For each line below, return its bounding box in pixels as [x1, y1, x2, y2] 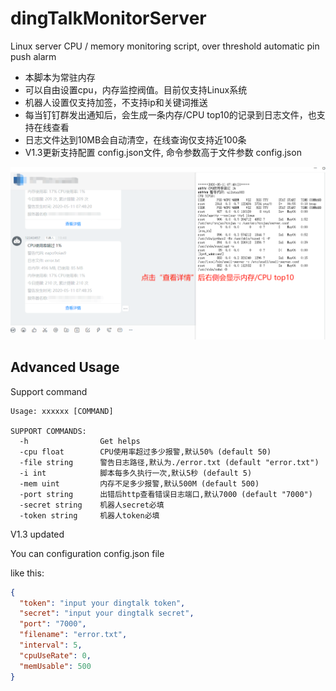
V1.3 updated [10, 528, 65, 540]
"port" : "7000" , [19, 619, 87, 629]
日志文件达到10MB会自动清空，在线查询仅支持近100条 [24, 133, 247, 146]
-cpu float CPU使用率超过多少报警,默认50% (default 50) [19, 447, 272, 457]
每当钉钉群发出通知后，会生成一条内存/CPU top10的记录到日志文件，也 [24, 108, 317, 121]
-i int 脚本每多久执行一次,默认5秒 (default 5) [19, 468, 253, 478]
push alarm [10, 50, 57, 62]
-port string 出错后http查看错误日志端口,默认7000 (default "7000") [19, 489, 313, 499]
